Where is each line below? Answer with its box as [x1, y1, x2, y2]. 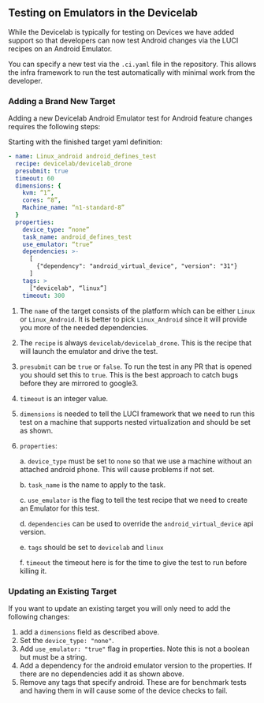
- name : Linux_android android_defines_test [8, 153, 157, 161]
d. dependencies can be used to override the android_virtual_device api [19, 519, 254, 528]
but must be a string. [19, 652, 87, 661]
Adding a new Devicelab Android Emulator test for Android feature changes [8, 113, 253, 123]
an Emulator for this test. [19, 504, 100, 513]
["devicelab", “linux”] [28, 284, 108, 292]
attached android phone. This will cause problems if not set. [19, 464, 215, 474]
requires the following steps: [8, 122, 101, 132]
